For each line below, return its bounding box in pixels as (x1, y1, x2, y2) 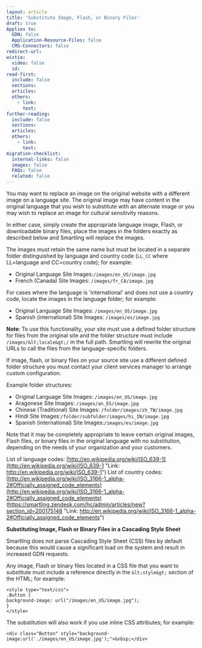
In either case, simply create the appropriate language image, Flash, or (6, 221, 183, 228)
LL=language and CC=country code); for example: (6, 259, 132, 266)
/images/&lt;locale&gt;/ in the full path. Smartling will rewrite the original (6, 339, 191, 345)
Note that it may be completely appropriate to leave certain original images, (6, 431, 195, 438)
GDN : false (12, 32, 39, 38)
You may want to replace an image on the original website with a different (6, 190, 190, 197)
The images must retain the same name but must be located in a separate (6, 246, 190, 253)
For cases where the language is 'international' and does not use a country (6, 289, 194, 296)
